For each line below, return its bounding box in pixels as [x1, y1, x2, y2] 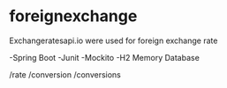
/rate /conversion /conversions [9, 69, 122, 80]
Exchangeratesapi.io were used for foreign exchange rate [9, 35, 218, 46]
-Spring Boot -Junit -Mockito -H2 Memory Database [9, 52, 201, 62]
